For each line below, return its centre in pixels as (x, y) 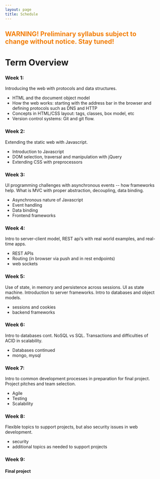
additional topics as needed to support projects (60, 447)
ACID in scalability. (24, 341)
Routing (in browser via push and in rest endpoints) (64, 259)
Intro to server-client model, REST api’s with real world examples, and (75, 239)
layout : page (18, 10)
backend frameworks (33, 312)
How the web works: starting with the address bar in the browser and (82, 103)
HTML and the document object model (51, 98)
